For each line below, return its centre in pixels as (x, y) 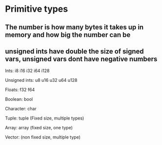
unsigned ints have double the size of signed (74, 51)
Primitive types (37, 9)
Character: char (21, 109)
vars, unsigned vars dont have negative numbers (81, 59)
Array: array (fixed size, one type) (39, 128)
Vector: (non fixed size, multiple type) (43, 137)
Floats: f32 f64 (20, 90)
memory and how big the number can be (68, 35)
